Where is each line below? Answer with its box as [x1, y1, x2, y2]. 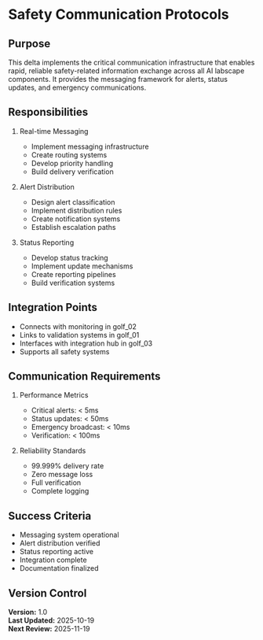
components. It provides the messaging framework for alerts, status [8, 75, 228, 83]
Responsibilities [8, 105, 89, 119]
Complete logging [31, 486, 89, 496]
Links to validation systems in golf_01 [19, 330, 140, 339]
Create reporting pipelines [31, 269, 116, 279]
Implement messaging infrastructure [31, 142, 149, 151]
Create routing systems [31, 150, 108, 159]
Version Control [8, 586, 87, 600]
